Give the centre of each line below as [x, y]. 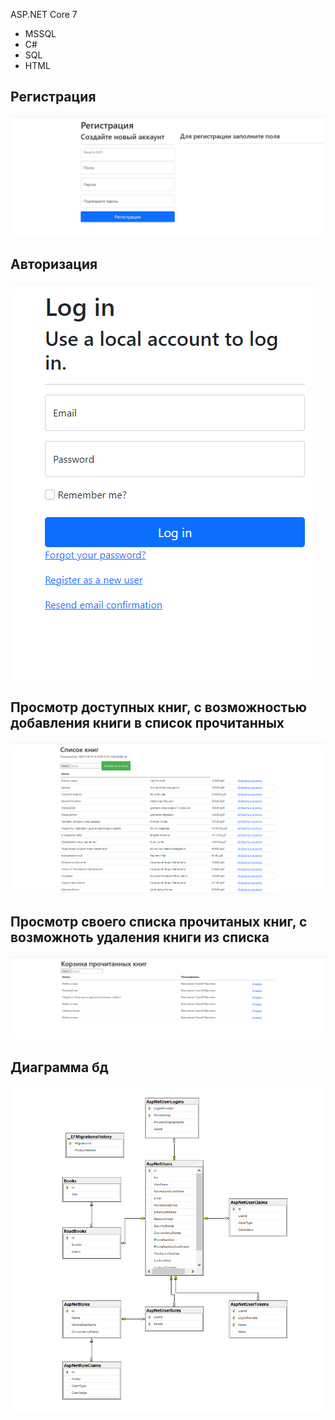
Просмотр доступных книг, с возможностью [159, 707]
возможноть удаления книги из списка [140, 937]
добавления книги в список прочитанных [147, 722]
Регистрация [53, 97]
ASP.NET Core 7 [44, 14]
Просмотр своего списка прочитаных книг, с [159, 921]
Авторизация [54, 264]
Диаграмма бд [59, 1067]
